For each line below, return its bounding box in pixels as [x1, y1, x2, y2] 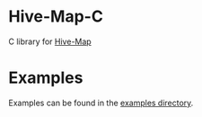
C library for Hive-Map [8, 36, 92, 47]
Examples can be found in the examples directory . [8, 97, 194, 108]
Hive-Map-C [8, 6, 104, 27]
